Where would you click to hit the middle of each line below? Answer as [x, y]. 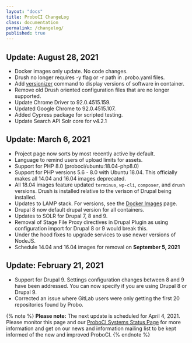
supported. [28, 96]
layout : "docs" [25, 11]
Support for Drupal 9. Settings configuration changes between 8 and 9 [100, 280]
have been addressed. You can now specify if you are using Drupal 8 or [101, 286]
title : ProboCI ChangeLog [37, 17]
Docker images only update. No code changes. [71, 71]
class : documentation [32, 22]
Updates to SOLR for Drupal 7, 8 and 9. [61, 216]
